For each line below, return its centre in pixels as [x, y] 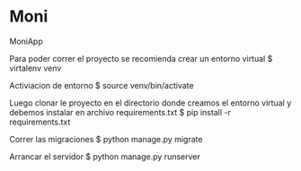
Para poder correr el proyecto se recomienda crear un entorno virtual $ [141, 58]
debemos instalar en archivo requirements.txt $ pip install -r [120, 112]
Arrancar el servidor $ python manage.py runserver [105, 156]
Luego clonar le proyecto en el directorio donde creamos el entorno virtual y [150, 103]
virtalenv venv [35, 68]
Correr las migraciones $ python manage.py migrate [106, 139]
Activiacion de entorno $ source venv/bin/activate [102, 85]
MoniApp [26, 41]
